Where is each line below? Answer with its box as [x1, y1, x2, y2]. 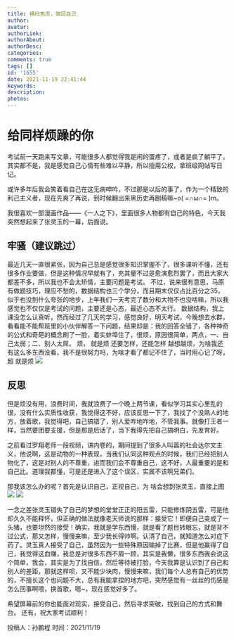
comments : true [7, 56, 52, 63]
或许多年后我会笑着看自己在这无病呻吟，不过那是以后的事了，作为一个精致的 [7, 184, 229, 193]
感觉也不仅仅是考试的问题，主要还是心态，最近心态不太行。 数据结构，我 [7, 304, 218, 312]
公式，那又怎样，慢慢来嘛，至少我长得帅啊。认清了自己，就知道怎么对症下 [13, 532, 229, 540]
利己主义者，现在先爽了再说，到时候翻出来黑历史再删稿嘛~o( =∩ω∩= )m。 [7, 193, 223, 202]
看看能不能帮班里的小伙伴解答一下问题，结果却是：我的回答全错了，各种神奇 [7, 321, 229, 330]
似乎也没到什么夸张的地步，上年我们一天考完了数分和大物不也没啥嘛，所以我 [7, 295, 229, 303]
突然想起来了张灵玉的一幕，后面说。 [7, 217, 112, 226]
